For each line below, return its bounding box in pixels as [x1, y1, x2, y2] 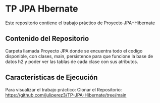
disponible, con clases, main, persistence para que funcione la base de [5, 53, 153, 59]
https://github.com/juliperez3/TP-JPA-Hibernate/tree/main [5, 92, 127, 98]
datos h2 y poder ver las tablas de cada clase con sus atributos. [5, 59, 138, 65]
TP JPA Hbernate [5, 3, 78, 15]
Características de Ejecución [5, 73, 98, 82]
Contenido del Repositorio [5, 34, 89, 43]
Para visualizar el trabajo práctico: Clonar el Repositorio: [5, 86, 122, 92]
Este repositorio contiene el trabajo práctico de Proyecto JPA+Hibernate [5, 20, 155, 26]
